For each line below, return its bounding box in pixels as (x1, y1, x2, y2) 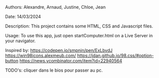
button (5, 58, 19, 63)
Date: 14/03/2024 (5, 14, 41, 19)
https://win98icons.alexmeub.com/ (5, 52, 77, 58)
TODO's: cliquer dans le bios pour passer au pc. (5, 67, 103, 73)
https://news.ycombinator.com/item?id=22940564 (19, 58, 122, 63)
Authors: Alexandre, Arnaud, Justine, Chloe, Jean (5, 4, 106, 10)
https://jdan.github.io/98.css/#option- (77, 52, 154, 58)
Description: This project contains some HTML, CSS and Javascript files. (5, 23, 153, 29)
